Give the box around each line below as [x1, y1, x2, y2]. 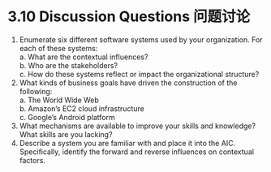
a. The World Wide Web [19, 95, 99, 105]
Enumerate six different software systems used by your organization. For [19, 34, 263, 45]
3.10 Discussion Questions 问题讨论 [7, 7, 251, 26]
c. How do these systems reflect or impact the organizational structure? [19, 69, 260, 79]
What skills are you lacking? [19, 129, 113, 139]
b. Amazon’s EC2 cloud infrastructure [19, 103, 145, 114]
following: [19, 86, 53, 96]
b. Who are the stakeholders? [19, 60, 118, 70]
